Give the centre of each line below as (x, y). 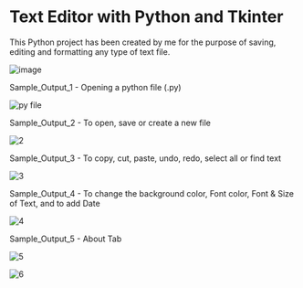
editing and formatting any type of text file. (90, 51)
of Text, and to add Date (55, 203)
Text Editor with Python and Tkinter (146, 17)
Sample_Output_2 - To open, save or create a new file (110, 123)
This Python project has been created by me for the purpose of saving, (143, 42)
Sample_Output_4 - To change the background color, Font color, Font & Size (152, 193)
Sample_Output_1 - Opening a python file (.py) (95, 87)
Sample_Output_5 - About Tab (66, 239)
